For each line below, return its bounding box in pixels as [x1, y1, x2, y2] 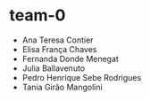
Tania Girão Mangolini [21, 82, 103, 92]
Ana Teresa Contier [21, 35, 94, 45]
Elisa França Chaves [21, 43, 97, 54]
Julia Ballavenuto [21, 63, 86, 74]
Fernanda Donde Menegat [21, 53, 119, 64]
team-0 [9, 5, 66, 26]
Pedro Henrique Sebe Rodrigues [21, 72, 142, 82]
